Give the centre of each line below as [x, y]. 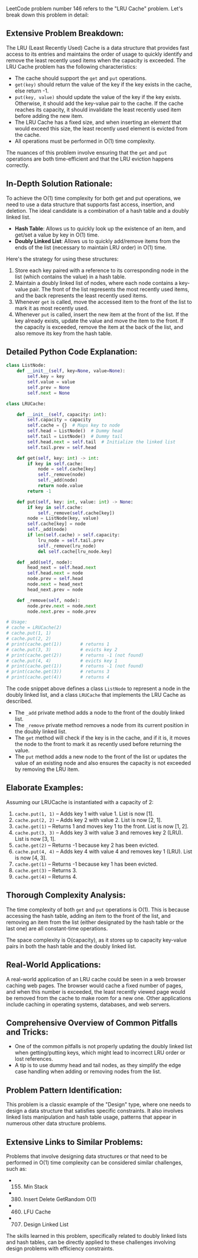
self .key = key [46, 377]
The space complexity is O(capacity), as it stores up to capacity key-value [97, 940]
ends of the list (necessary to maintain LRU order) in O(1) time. [90, 247]
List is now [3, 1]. [35, 838]
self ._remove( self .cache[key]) [76, 513]
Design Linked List [46, 1224]
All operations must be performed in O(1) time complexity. [85, 141]
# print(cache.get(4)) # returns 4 [58, 677]
